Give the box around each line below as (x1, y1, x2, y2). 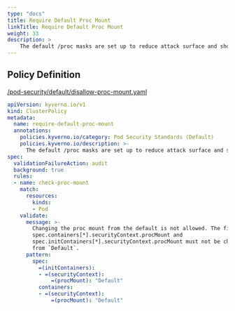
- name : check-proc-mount (13, 180, 90, 187)
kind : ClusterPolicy (7, 107, 68, 114)
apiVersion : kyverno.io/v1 (7, 101, 86, 108)
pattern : (25, 251, 52, 258)
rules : (13, 173, 33, 180)
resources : (25, 192, 58, 200)
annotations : (13, 127, 52, 134)
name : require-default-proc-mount (13, 121, 114, 128)
